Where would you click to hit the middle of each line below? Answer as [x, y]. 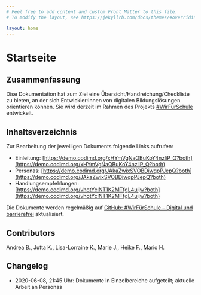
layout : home [22, 28]
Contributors [31, 233]
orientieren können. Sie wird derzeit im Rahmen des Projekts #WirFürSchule [100, 107]
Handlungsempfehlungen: [47, 184]
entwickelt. [20, 113]
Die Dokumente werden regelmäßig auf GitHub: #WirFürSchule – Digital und [100, 208]
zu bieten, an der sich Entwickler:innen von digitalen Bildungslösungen [93, 101]
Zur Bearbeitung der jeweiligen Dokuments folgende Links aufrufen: [90, 147]
